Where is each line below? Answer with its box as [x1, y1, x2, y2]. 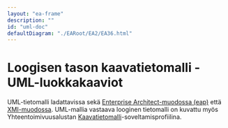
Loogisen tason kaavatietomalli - [7, 60, 201, 76]
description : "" [7, 17, 54, 24]
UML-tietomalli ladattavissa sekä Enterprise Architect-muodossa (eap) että [7, 98, 222, 106]
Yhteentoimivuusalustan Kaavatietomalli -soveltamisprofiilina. [7, 113, 182, 121]
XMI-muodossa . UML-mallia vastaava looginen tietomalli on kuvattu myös [7, 106, 218, 114]
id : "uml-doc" [7, 23, 49, 30]
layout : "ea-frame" [7, 10, 64, 17]
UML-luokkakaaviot [7, 75, 123, 91]
